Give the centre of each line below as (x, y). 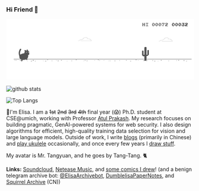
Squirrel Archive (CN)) (33, 181)
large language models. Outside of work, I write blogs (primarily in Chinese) (99, 137)
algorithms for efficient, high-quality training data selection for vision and (96, 131)
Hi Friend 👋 (22, 10)
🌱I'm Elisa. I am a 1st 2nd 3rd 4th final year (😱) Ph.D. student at (84, 112)
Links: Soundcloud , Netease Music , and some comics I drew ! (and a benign (99, 169)
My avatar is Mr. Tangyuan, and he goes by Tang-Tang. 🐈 (77, 155)
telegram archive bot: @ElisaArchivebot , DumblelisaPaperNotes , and (90, 176)
